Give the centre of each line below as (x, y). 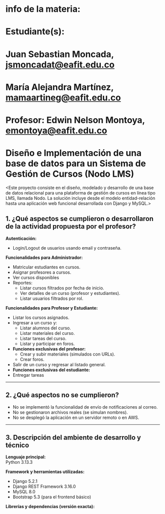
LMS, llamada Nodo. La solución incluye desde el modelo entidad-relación (81, 198)
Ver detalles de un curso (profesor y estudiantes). (70, 293)
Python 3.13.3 (19, 462)
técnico (17, 445)
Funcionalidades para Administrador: (44, 257)
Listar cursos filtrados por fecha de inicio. (62, 288)
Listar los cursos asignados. (41, 317)
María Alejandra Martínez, (60, 87)
